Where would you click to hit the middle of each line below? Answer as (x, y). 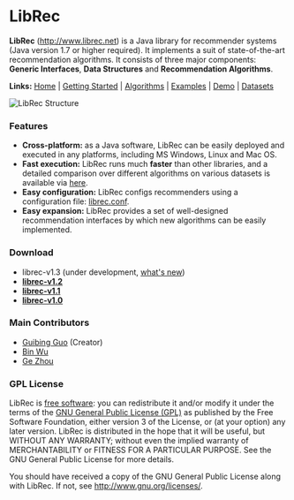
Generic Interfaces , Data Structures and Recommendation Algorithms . (141, 69)
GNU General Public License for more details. (92, 459)
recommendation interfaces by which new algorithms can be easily (144, 220)
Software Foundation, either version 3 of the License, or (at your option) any (147, 422)
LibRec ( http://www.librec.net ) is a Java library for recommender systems (143, 41)
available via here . (55, 183)
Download (32, 253)
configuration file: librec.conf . (75, 201)
